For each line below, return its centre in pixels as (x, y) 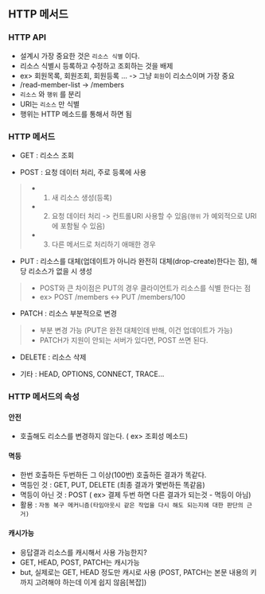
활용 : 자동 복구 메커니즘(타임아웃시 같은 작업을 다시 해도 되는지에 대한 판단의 (132, 505)
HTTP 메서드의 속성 (44, 396)
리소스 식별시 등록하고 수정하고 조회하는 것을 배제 (96, 65)
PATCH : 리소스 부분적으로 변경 (68, 313)
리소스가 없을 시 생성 (60, 271)
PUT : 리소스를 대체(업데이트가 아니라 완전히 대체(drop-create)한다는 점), (134, 261)
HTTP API (27, 37)
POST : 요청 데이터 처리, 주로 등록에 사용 (83, 172)
